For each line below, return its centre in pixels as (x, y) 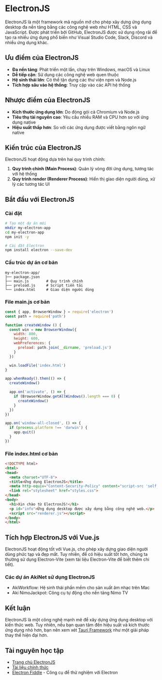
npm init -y (17, 237)
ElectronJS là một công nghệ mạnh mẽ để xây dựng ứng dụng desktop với (79, 620)
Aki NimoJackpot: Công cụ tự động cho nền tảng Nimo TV (70, 593)
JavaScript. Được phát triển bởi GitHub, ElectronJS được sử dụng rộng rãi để (81, 32)
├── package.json (22, 277)
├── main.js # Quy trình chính (44, 281)
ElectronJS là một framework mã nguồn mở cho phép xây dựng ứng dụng (78, 22)
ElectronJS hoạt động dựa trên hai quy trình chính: (55, 159)
